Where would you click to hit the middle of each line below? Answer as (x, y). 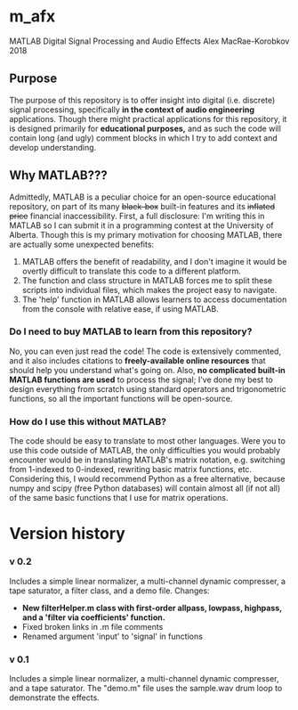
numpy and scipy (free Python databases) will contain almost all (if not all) (145, 488)
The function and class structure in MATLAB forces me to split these (147, 280)
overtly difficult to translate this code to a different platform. (132, 271)
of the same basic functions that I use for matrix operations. (119, 498)
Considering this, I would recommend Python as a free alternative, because (148, 479)
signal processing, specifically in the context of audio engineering (132, 110)
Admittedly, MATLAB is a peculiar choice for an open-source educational (143, 197)
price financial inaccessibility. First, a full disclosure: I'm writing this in (137, 216)
